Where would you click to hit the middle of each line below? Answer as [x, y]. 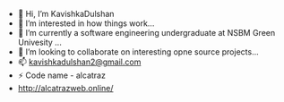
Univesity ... [40, 42]
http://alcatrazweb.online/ [65, 88]
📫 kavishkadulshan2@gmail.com [79, 62]
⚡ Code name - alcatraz [61, 75]
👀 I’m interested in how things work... [86, 23]
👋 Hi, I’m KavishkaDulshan [66, 14]
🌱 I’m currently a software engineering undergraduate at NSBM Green [146, 33]
